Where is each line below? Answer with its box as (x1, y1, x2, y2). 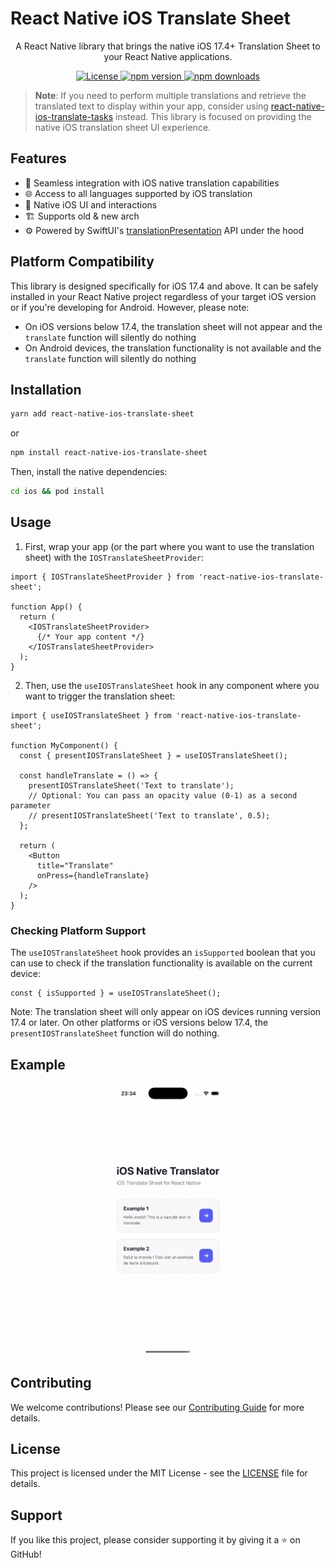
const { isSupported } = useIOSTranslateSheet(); (10, 988, 222, 999)
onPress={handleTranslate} (36, 870, 150, 881)
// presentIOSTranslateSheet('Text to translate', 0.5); (28, 810, 271, 821)
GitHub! (10, 1548, 42, 1561)
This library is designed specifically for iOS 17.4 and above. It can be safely (10, 280, 319, 292)
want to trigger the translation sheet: (24, 690, 176, 702)
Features (10, 150, 67, 167)
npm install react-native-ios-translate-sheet (10, 448, 208, 458)
